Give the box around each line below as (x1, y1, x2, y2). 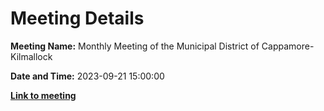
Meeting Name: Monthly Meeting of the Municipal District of (10, 40, 260, 52)
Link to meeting (10, 89, 77, 101)
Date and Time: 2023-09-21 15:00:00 (10, 70, 165, 82)
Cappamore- (261, 40, 315, 52)
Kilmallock (10, 50, 53, 62)
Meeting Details (10, 7, 145, 30)
